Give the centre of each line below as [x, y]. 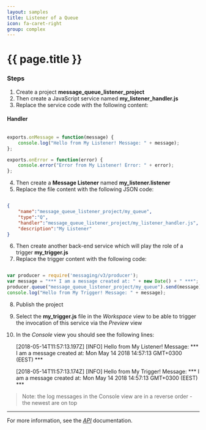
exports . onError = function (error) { [55, 160]
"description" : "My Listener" [55, 228]
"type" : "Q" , [33, 217]
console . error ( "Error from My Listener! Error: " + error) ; [96, 165]
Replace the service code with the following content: [82, 105]
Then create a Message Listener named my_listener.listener [93, 183]
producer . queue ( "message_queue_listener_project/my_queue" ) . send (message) [104, 287]
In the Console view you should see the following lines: [85, 334]
